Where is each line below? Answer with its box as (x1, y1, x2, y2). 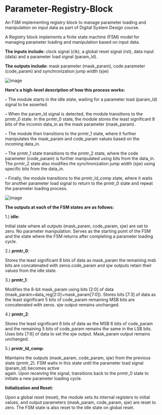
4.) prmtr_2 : (5, 311, 29, 317)
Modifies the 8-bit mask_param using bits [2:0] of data (5, 286, 114, 292)
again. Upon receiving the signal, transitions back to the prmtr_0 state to (5, 370, 149, 376)
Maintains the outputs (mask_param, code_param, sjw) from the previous (5, 355, 151, 361)
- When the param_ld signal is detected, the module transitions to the (5, 111, 143, 117)
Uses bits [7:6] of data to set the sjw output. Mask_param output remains (5, 331, 150, 336)
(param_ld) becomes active (5, 365, 59, 371)
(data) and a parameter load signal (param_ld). (5, 53, 98, 59)
